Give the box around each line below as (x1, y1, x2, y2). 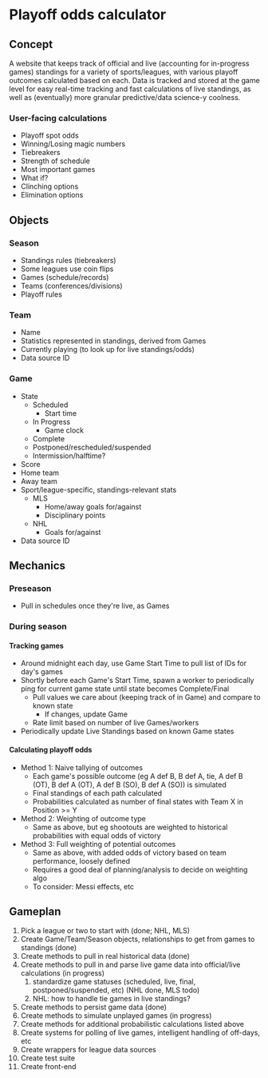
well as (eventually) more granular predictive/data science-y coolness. (9, 93, 241, 102)
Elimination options (20, 190, 84, 200)
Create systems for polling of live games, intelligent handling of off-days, (20, 1028, 260, 1037)
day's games (20, 667, 63, 677)
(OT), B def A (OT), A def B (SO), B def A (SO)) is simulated (32, 780, 227, 789)
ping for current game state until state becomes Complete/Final (20, 684, 230, 693)
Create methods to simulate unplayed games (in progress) (20, 1011, 212, 1020)
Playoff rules (20, 289, 63, 299)
